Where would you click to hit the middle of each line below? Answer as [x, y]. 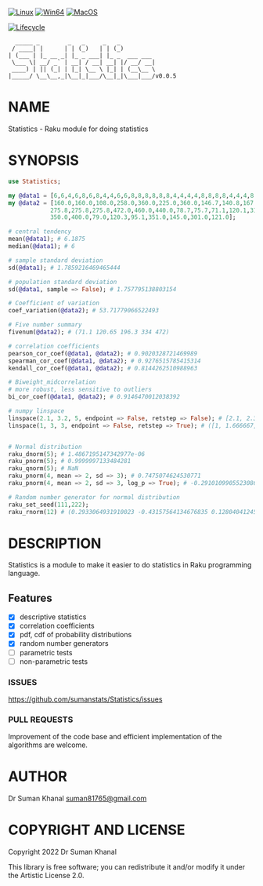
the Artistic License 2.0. [46, 876]
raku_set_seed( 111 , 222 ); [49, 505]
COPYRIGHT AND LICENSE [97, 830]
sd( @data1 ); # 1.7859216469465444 [65, 268]
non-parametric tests [54, 661]
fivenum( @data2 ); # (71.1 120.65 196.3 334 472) [89, 332]
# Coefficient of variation [54, 303]
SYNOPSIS [44, 160]
